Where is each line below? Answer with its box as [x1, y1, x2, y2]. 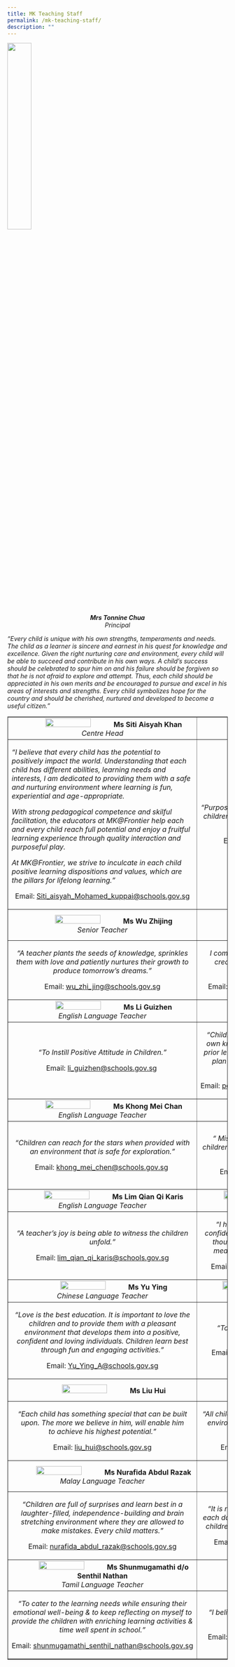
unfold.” [89, 1237, 116, 1247]
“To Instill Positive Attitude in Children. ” [38, 1048, 167, 1057]
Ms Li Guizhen [123, 1002, 173, 1012]
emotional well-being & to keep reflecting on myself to [13, 1607, 192, 1617]
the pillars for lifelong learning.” [11, 876, 115, 885]
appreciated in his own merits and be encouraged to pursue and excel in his [7, 679, 227, 688]
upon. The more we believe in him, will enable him [20, 1418, 184, 1428]
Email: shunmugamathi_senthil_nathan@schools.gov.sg [11, 1641, 194, 1651]
